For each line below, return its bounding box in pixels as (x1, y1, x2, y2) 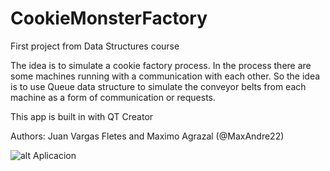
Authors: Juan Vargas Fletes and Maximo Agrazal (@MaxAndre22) (10, 130, 285, 142)
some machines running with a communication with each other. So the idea (10, 70, 321, 82)
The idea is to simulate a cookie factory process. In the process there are (10, 59, 312, 71)
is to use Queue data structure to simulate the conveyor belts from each (10, 80, 307, 92)
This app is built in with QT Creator (10, 110, 154, 122)
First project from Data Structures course (10, 40, 180, 52)
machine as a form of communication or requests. (10, 91, 217, 103)
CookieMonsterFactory (10, 7, 208, 30)
